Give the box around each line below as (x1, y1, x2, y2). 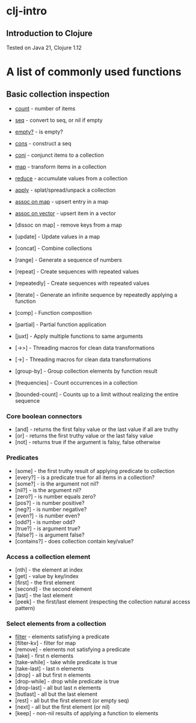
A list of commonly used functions (6, 65, 182, 79)
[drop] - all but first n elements (14, 671, 91, 679)
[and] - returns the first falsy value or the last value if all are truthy (14, 426, 179, 433)
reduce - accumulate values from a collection (14, 175, 128, 182)
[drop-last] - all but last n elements (14, 684, 101, 692)
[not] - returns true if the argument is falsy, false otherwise (14, 439, 161, 446)
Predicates (6, 454, 39, 462)
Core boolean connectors (6, 412, 82, 420)
